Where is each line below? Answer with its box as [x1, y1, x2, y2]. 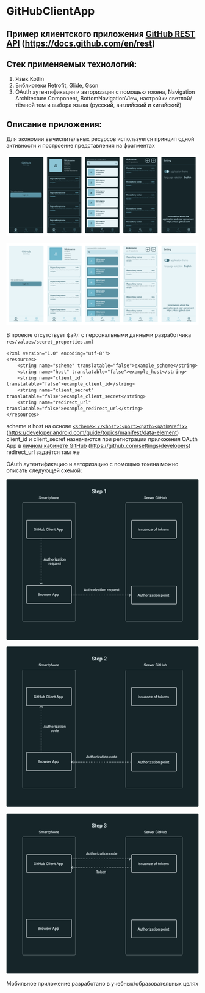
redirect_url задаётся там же [6, 448, 81, 456]
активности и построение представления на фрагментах [6, 142, 156, 149]
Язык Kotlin [15, 75, 45, 83]
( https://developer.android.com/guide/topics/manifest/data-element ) [6, 429, 179, 436]
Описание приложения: [6, 119, 103, 129]
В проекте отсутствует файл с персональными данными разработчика [6, 331, 192, 339]
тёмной [15, 101, 35, 108]
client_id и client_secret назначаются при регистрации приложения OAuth [6, 436, 198, 443]
